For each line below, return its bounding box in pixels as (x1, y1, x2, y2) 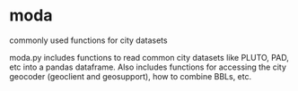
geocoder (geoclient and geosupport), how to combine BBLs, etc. (9, 70, 252, 81)
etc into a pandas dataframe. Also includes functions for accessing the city (9, 62, 287, 72)
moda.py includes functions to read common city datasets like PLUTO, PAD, (9, 52, 289, 62)
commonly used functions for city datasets (9, 35, 168, 45)
